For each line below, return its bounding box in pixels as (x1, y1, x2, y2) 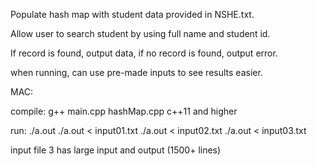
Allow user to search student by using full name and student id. (10, 28, 271, 39)
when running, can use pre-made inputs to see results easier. (10, 67, 263, 78)
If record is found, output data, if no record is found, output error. (10, 47, 278, 59)
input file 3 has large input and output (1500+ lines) (10, 144, 222, 156)
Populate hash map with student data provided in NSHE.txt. (10, 9, 255, 20)
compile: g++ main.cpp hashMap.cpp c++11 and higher (10, 105, 238, 117)
